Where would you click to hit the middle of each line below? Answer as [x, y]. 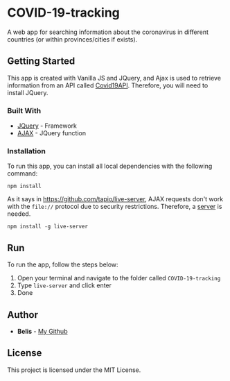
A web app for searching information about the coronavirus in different [108, 32]
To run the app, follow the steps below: [63, 264]
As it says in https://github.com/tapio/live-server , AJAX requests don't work [115, 199]
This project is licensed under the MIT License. [74, 370]
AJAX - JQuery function [52, 133]
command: [23, 173]
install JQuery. [28, 92]
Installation [27, 151]
